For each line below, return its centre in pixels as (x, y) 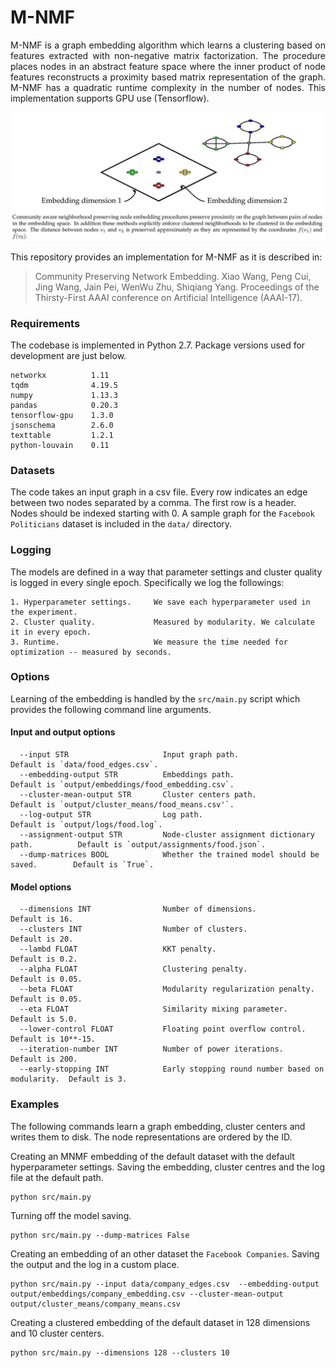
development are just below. (68, 355)
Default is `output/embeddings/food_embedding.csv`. (122, 785)
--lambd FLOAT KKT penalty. (118, 949)
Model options (41, 887)
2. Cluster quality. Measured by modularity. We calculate (162, 622)
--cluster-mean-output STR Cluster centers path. (138, 795)
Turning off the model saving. (71, 1215)
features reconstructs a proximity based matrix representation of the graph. (168, 77)
